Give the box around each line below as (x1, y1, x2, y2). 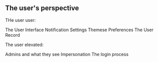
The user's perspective (5, 4, 79, 12)
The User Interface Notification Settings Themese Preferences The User (5, 27, 154, 33)
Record (5, 32, 20, 38)
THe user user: (5, 17, 36, 23)
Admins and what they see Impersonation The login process (5, 51, 129, 57)
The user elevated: (5, 42, 44, 48)
